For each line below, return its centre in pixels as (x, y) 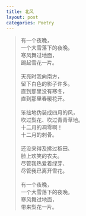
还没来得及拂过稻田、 (47, 149)
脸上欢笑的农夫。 (42, 156)
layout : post (22, 17)
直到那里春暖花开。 (44, 99)
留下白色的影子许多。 (47, 84)
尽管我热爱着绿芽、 (44, 164)
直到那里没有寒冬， (44, 91)
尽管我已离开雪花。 (44, 171)
